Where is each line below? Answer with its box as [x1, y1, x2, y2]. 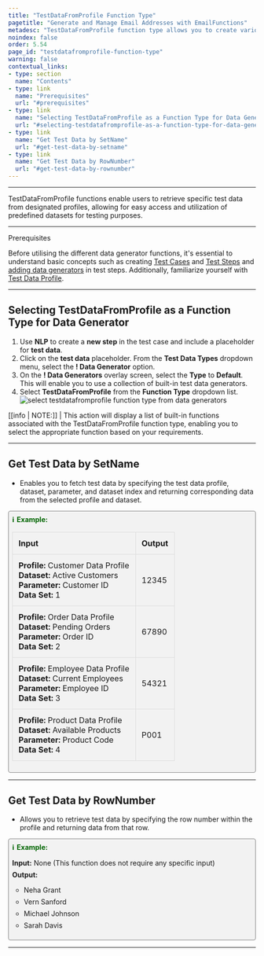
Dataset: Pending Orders [18, 621, 111, 632]
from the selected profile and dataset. [19, 495, 142, 504]
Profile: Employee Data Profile [18, 663, 130, 674]
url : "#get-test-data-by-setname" [15, 143, 128, 151]
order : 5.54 [8, 41, 47, 49]
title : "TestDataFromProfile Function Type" [8, 11, 156, 20]
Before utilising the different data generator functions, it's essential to [8, 248, 233, 258]
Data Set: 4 [18, 744, 61, 755]
